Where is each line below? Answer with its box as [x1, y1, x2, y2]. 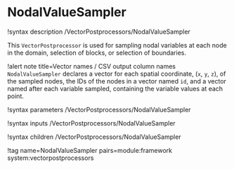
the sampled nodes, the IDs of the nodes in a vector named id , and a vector [7, 76, 227, 85]
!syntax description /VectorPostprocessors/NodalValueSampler [7, 27, 191, 36]
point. [7, 92, 25, 100]
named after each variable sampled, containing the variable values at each [7, 84, 223, 93]
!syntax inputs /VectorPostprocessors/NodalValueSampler [7, 119, 176, 127]
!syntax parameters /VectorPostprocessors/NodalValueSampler [7, 105, 191, 114]
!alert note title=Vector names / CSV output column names [7, 62, 176, 70]
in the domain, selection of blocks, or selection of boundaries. [7, 48, 186, 57]
